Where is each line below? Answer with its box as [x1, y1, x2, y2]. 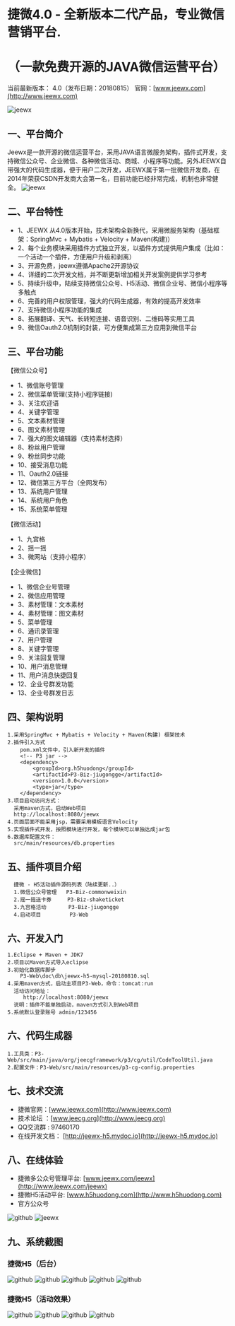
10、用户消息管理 [17, 662, 68, 670]
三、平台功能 [7, 346, 64, 358]
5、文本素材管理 [17, 416, 66, 425]
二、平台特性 [7, 206, 64, 218]
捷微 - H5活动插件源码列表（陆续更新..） [13, 881, 120, 888]
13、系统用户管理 [17, 487, 68, 495]
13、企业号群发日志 [17, 688, 74, 697]
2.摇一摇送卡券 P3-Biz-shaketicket [13, 896, 125, 903]
